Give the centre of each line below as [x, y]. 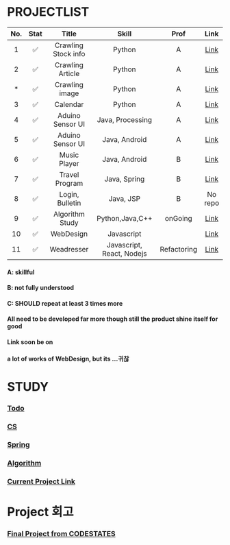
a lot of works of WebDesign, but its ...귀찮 [68, 359]
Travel [69, 174]
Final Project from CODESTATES [62, 534]
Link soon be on [30, 342]
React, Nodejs [124, 253]
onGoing [179, 218]
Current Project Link [41, 482]
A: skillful [21, 272]
